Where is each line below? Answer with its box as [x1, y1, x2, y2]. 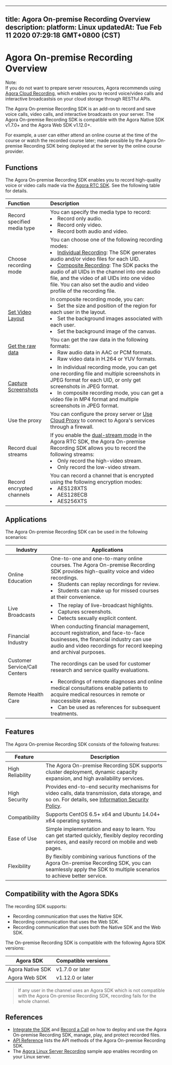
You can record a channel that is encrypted [50, 472, 154, 479]
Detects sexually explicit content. [57, 614, 137, 621]
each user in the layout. [50, 309, 106, 316]
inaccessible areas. [50, 697, 97, 704]
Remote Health [8, 691, 44, 698]
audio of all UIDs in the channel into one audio [50, 268, 161, 275]
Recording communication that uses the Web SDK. [12, 918, 120, 925]
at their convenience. [50, 593, 101, 600]
